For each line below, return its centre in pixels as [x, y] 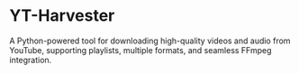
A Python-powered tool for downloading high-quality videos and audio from [150, 41]
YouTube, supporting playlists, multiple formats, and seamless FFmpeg [140, 50]
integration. [31, 60]
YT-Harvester [62, 16]
